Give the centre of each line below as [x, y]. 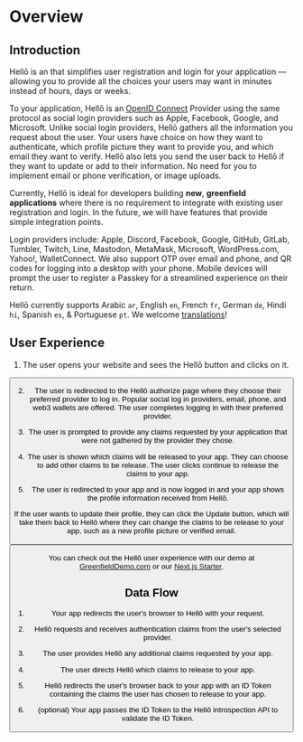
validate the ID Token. [158, 719]
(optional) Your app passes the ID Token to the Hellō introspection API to [158, 710]
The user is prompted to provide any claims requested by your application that [158, 432]
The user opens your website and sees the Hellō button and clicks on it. [156, 364]
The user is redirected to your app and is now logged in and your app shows [158, 490]
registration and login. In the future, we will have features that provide [138, 212]
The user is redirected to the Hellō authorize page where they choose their [158, 391]
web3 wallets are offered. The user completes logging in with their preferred [158, 408]
